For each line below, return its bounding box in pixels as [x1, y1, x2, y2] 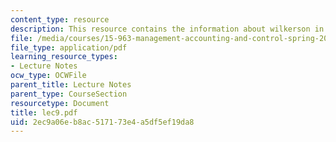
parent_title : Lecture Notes [10, 80, 132, 90]
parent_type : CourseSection [10, 89, 128, 99]
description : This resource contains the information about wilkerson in [10, 24, 325, 34]
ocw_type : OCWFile [10, 71, 87, 81]
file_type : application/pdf [10, 42, 128, 53]
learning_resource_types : [10, 52, 118, 62]
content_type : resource [10, 14, 110, 25]
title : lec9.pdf [10, 107, 78, 118]
